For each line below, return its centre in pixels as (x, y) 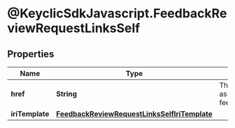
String (66, 94)
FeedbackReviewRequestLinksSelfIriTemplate (134, 114)
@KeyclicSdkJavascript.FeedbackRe (117, 14)
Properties (31, 54)
